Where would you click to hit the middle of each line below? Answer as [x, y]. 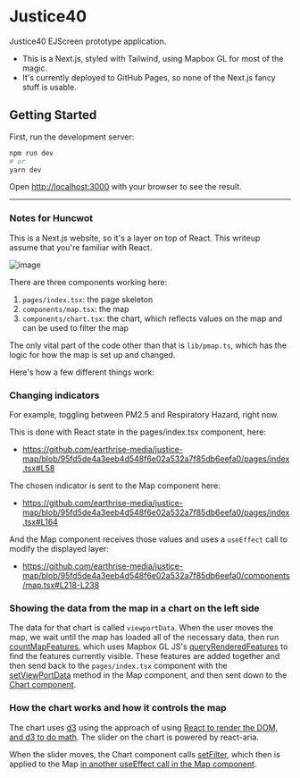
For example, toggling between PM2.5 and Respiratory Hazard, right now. [144, 414]
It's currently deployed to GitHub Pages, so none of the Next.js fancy [149, 77]
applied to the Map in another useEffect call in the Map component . [133, 764]
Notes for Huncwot [51, 218]
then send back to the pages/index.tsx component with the [118, 666]
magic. [34, 68]
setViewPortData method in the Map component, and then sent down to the [148, 675]
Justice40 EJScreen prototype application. [88, 41]
